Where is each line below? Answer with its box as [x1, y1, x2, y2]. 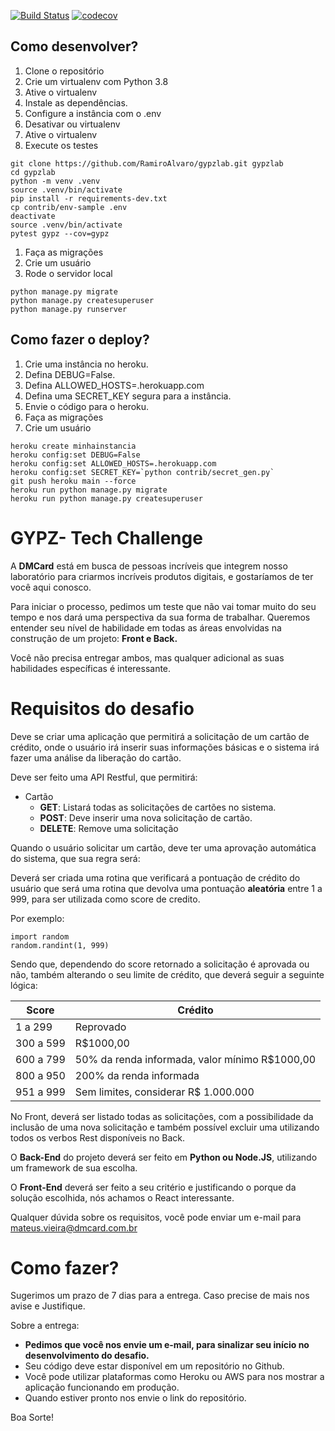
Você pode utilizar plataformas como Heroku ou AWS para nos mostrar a [24, 1371, 325, 1383]
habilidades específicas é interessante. [10, 662, 172, 674]
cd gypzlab [10, 167, 56, 177]
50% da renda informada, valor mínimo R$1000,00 [74, 1052, 317, 1066]
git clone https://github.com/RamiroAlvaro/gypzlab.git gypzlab [10, 158, 284, 169]
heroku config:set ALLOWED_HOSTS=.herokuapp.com [10, 458, 217, 469]
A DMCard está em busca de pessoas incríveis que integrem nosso [10, 560, 288, 572]
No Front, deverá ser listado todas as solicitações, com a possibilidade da [10, 1110, 314, 1122]
